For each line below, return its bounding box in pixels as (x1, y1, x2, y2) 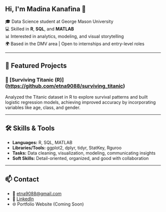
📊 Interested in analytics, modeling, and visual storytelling (5, 33, 124, 39)
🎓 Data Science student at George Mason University (5, 18, 114, 24)
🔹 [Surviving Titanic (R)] (5, 76, 64, 83)
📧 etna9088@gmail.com (12, 191, 62, 197)
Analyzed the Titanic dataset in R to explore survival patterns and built (5, 94, 148, 100)
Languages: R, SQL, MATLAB (12, 140, 73, 146)
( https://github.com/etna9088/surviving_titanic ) (5, 83, 125, 90)
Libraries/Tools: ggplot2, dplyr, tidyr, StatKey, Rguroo (12, 145, 122, 151)
